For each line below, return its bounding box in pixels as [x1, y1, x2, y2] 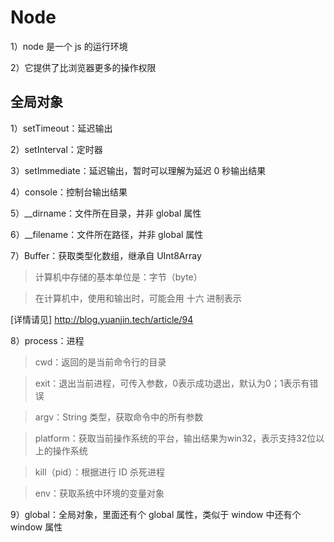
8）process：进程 [10, 334, 85, 346]
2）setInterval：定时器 [10, 143, 103, 155]
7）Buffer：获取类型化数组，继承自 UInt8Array [10, 249, 202, 261]
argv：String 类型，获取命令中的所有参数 [34, 411, 204, 423]
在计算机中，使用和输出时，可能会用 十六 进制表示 [34, 292, 242, 304]
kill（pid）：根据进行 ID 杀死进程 [34, 466, 165, 478]
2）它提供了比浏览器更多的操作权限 [10, 61, 157, 73]
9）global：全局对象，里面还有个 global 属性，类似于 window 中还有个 [10, 508, 302, 520]
